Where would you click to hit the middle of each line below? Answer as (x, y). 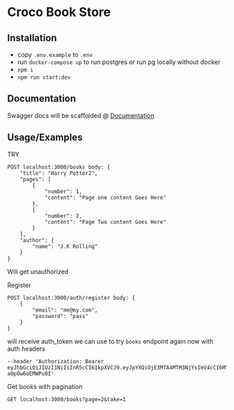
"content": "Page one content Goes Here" (106, 197)
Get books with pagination (45, 386)
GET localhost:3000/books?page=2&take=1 (67, 399)
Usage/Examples (45, 138)
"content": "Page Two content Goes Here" (106, 222)
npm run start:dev (44, 77)
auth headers (26, 349)
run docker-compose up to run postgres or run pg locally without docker (119, 62)
